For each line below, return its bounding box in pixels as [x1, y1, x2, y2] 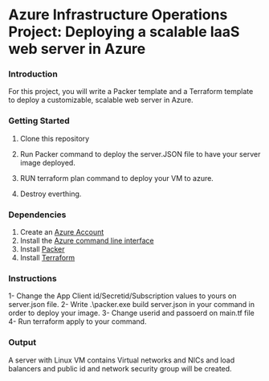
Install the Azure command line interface [19, 236, 154, 246]
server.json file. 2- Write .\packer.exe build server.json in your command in [8, 300, 255, 309]
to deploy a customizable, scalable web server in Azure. [8, 95, 194, 105]
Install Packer [19, 244, 66, 254]
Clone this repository [19, 133, 90, 143]
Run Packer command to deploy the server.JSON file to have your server [19, 149, 261, 158]
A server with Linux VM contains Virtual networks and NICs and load [8, 355, 235, 365]
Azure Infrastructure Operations [8, 6, 228, 24]
